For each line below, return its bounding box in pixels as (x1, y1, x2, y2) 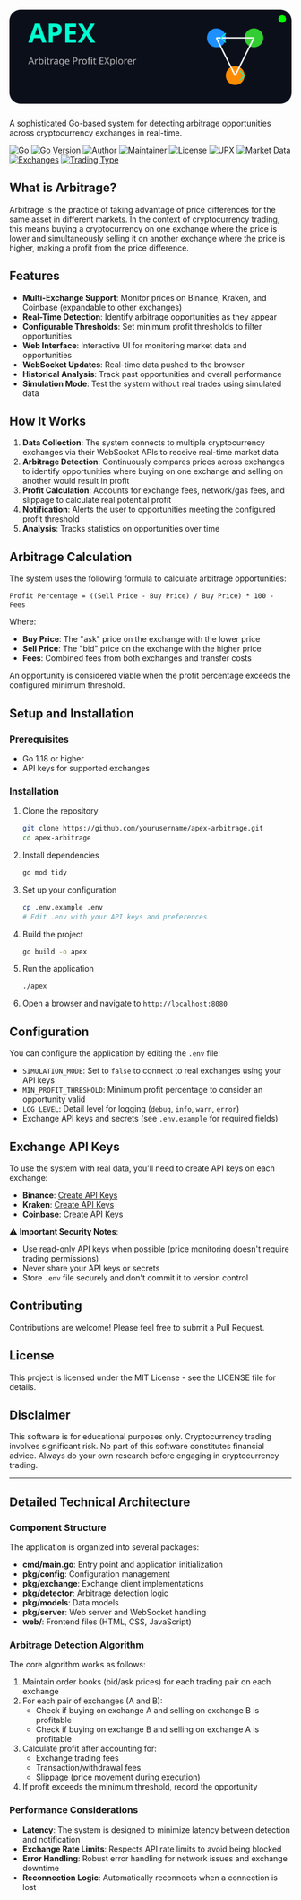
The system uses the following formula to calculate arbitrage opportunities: (9, 573, 287, 584)
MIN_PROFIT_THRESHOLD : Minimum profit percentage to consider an (21, 1085, 263, 1095)
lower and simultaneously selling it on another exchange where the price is (9, 233, 286, 243)
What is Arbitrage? (9, 180, 117, 196)
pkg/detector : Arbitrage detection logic (21, 1588, 168, 1598)
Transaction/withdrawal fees (35, 1763, 142, 1773)
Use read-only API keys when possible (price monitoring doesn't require (21, 1244, 289, 1254)
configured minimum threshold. (9, 680, 125, 691)
